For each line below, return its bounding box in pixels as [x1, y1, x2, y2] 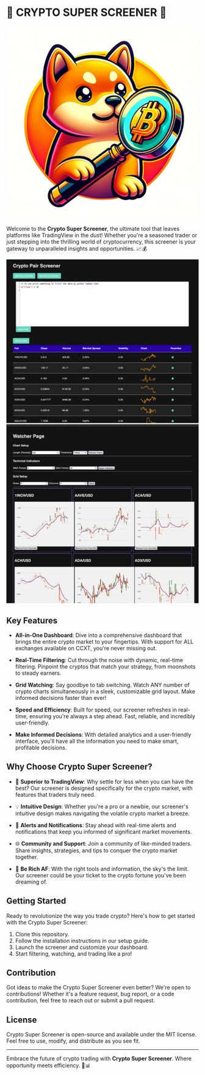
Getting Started [6, 896, 67, 906]
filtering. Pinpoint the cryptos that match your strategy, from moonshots [15, 663, 196, 671]
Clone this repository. [15, 930, 70, 938]
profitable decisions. [15, 744, 67, 751]
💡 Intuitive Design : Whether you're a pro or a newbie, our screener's [15, 803, 189, 810]
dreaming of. [15, 878, 48, 885]
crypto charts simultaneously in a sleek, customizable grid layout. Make [15, 688, 195, 695]
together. [15, 853, 38, 860]
